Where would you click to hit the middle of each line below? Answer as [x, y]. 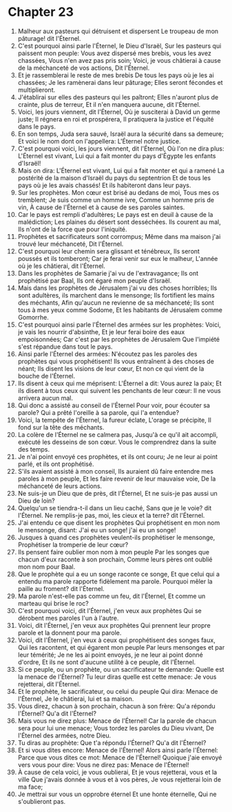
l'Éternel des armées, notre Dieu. [64, 735]
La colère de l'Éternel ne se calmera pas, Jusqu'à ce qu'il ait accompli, [118, 434]
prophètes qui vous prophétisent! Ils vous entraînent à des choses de [116, 361]
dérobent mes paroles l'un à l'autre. [68, 618]
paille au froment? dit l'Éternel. [61, 588]
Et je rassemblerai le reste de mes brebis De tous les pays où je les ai [116, 75]
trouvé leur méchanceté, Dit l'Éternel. [71, 244]
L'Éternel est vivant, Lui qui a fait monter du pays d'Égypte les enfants [117, 155]
